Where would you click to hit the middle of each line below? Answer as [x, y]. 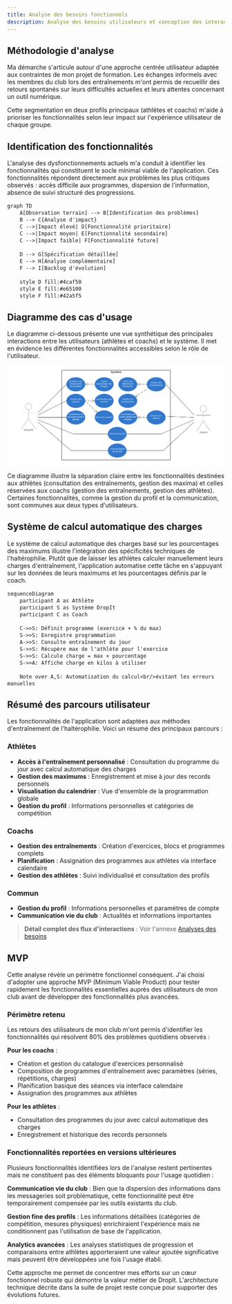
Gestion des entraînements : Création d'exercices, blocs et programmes [121, 846]
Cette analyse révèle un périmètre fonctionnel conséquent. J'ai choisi [106, 975]
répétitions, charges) [47, 1079]
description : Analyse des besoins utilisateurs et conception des [105, 22]
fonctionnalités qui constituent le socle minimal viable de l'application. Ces [113, 171]
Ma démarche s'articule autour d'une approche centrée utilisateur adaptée [113, 67]
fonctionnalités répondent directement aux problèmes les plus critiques [109, 178]
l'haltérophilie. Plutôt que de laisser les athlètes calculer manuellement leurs [115, 558]
